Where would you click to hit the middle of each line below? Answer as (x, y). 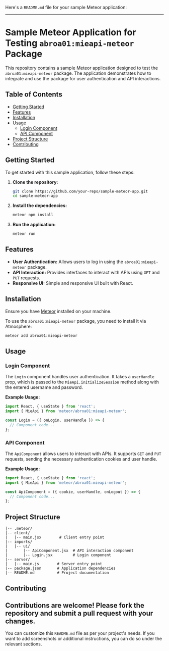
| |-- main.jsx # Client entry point (55, 537)
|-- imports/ (19, 542)
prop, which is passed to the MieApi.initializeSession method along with (82, 382)
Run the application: (34, 225)
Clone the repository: (35, 182)
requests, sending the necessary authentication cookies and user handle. (81, 459)
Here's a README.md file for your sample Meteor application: (66, 7)
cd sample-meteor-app (35, 196)
